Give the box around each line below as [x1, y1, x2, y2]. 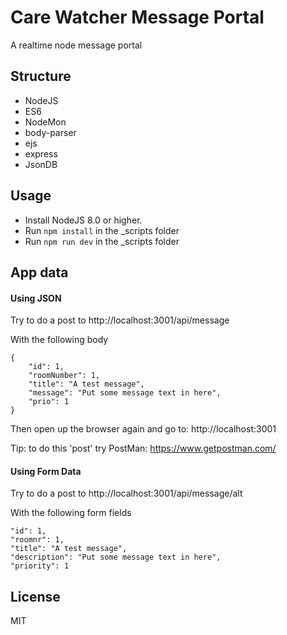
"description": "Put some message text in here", [10, 552, 222, 563]
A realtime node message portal [10, 39, 143, 51]
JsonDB [24, 158, 58, 170]
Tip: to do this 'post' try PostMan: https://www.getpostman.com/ [10, 442, 277, 455]
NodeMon [24, 116, 67, 128]
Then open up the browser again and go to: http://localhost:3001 [10, 423, 277, 435]
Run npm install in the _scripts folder [24, 224, 180, 236]
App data [10, 264, 69, 281]
